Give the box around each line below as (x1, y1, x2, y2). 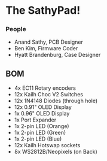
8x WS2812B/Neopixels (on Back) (14, 148, 98, 156)
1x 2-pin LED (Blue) (14, 135, 62, 142)
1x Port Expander (14, 116, 57, 123)
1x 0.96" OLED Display (14, 110, 70, 117)
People (5, 25, 26, 34)
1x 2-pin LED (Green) (14, 129, 66, 136)
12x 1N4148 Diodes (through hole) (14, 97, 98, 105)
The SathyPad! (5, 4, 81, 17)
